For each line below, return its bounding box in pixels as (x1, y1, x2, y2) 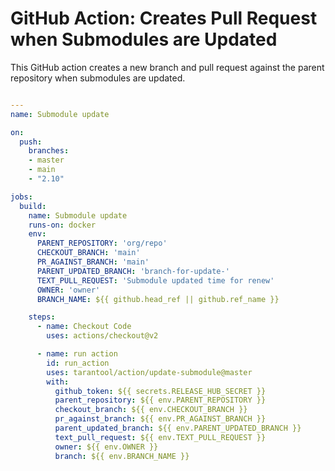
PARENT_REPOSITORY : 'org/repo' (36, 238, 168, 249)
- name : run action (36, 349, 118, 359)
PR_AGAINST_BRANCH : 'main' (36, 257, 150, 267)
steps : (28, 312, 56, 322)
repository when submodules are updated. (10, 72, 186, 84)
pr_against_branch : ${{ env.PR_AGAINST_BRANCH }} (54, 414, 267, 424)
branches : (28, 146, 70, 156)
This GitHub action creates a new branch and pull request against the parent (10, 61, 325, 73)
